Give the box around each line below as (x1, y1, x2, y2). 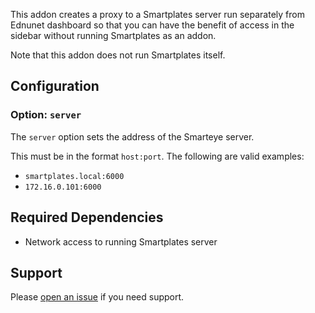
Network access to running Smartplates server (24, 235, 218, 248)
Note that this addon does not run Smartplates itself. (10, 49, 226, 61)
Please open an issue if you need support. (10, 291, 185, 303)
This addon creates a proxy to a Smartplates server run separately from (10, 9, 305, 20)
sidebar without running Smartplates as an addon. (10, 30, 217, 41)
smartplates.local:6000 (24, 171, 125, 181)
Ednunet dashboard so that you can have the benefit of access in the (10, 19, 295, 31)
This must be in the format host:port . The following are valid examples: (10, 150, 305, 162)
